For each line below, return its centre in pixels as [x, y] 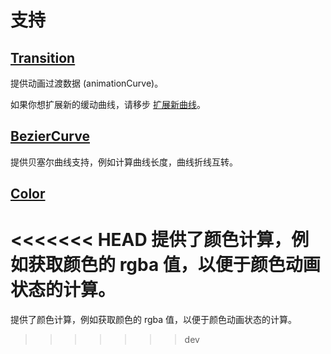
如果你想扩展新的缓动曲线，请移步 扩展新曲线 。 [108, 104]
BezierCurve [50, 136]
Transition [43, 57]
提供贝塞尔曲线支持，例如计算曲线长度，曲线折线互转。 [124, 162]
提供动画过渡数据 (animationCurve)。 [87, 83]
